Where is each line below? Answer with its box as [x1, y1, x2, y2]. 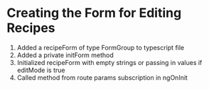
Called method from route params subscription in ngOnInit [16, 73, 188, 82]
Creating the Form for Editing [6, 5, 182, 21]
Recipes [6, 20, 55, 36]
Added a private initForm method [16, 51, 114, 59]
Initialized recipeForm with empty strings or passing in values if [16, 58, 203, 66]
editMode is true [16, 66, 65, 74]
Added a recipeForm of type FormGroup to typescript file [16, 43, 185, 52]
